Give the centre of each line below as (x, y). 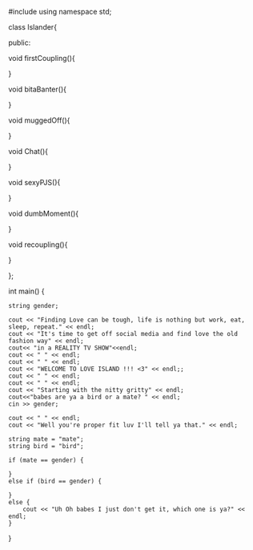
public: (20, 42)
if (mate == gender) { (46, 460)
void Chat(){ (28, 151)
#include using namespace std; (60, 12)
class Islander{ (33, 27)
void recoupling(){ (38, 245)
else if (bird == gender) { (55, 481)
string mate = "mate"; (46, 439)
